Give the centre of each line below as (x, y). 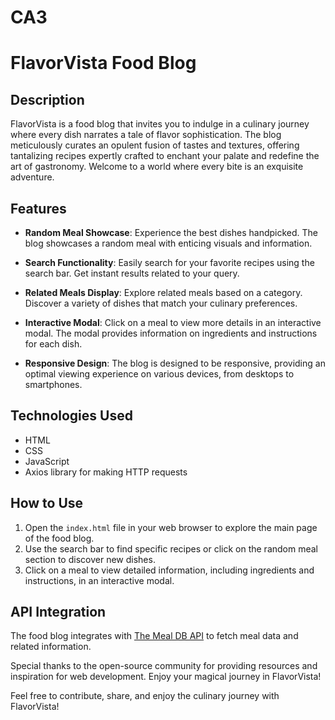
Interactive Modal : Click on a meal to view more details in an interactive (173, 322)
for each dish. (53, 344)
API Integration (58, 612)
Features (38, 208)
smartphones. (53, 384)
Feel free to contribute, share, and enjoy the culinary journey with (145, 696)
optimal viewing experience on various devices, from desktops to (159, 374)
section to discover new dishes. (90, 559)
